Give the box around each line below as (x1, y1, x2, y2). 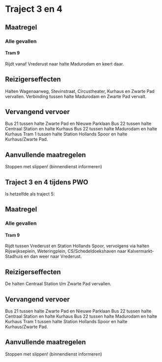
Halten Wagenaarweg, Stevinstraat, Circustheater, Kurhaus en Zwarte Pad (5, 88, 155, 94)
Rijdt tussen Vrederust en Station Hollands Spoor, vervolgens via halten (5, 243, 150, 249)
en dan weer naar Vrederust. (24, 253, 82, 259)
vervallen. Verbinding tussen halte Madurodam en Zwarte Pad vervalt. (5, 93, 147, 99)
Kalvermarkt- (127, 248, 154, 254)
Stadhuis (5, 253, 23, 259)
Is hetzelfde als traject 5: (5, 191, 55, 197)
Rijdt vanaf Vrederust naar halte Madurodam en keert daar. (5, 60, 124, 67)
